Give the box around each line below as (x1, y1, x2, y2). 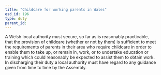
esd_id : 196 (5, 12, 29, 16)
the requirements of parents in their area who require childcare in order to (5, 44, 152, 50)
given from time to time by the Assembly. (5, 65, 87, 71)
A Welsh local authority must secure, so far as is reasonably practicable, (5, 34, 149, 40)
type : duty (5, 16, 27, 21)
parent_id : (5, 20, 27, 26)
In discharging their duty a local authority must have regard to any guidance (5, 60, 156, 65)
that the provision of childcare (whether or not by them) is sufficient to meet (5, 39, 156, 45)
